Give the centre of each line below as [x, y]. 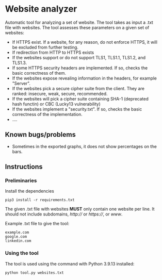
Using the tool [22, 253]
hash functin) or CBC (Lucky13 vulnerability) [56, 104]
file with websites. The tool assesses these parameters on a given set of [77, 27]
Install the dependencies [30, 191]
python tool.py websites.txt [34, 273]
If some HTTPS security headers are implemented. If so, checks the [80, 68]
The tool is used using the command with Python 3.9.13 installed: [70, 264]
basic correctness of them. [39, 73]
